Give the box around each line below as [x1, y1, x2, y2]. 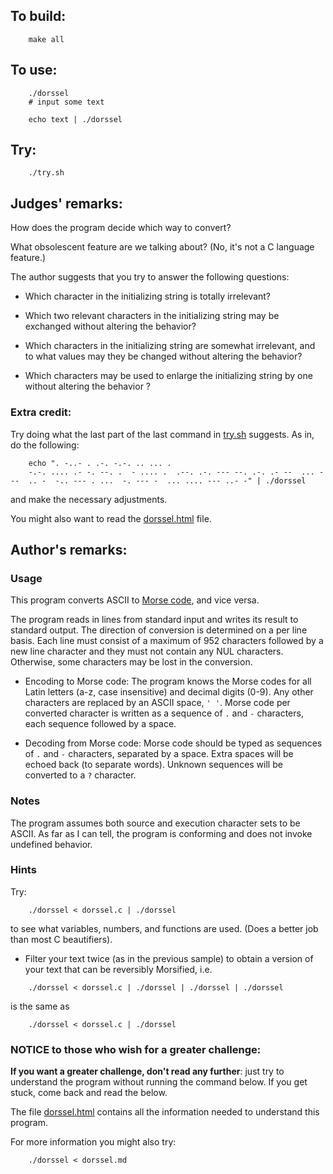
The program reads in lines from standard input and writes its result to [10, 614, 299, 626]
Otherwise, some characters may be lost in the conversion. [10, 656, 253, 668]
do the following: [10, 439, 80, 451]
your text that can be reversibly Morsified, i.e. [24, 963, 213, 975]
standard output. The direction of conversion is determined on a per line [10, 624, 308, 636]
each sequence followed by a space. [24, 718, 177, 730]
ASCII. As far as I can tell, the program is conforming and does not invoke [10, 827, 313, 839]
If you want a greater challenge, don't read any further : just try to [10, 1065, 285, 1078]
